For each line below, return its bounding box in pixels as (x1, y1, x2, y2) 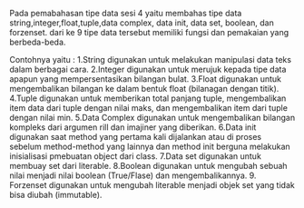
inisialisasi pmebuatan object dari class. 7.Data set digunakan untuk (9, 151, 261, 162)
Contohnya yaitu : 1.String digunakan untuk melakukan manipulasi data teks (9, 54, 292, 64)
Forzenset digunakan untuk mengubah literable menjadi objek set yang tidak (9, 180, 295, 190)
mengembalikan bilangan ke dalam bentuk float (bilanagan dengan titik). (9, 84, 279, 94)
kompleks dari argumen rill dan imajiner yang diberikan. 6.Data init (9, 122, 257, 133)
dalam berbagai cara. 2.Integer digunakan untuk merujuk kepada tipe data (9, 64, 287, 74)
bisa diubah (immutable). (9, 190, 103, 200)
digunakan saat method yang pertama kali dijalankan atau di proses (9, 132, 261, 142)
